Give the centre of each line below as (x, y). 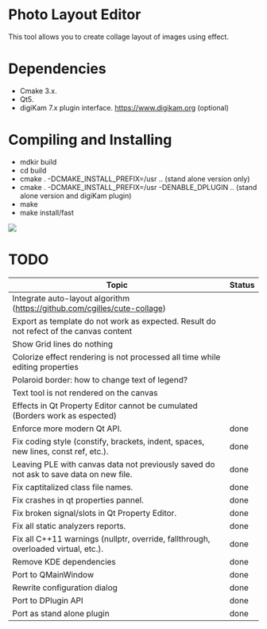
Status (242, 285)
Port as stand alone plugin (61, 613)
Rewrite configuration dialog (65, 588)
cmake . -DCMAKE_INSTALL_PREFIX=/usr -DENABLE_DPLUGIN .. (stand (138, 187)
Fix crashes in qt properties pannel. (78, 500)
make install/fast (46, 212)
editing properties (46, 367)
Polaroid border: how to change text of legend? (100, 379)
